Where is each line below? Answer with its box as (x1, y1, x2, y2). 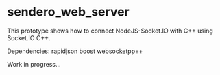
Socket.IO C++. (7, 33, 51, 42)
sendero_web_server (7, 4, 130, 20)
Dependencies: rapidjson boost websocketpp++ (7, 47, 144, 55)
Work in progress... (7, 60, 61, 68)
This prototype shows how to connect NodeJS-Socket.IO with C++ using (7, 27, 214, 35)
